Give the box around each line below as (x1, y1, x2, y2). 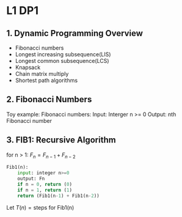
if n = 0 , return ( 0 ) (17, 182, 72, 188)
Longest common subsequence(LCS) (15, 57, 109, 64)
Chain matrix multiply (15, 70, 69, 77)
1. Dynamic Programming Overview (6, 28, 144, 39)
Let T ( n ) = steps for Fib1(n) (6, 204, 75, 211)
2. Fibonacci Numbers (6, 94, 92, 105)
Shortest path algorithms (15, 77, 78, 84)
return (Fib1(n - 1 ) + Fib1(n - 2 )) (17, 193, 100, 199)
